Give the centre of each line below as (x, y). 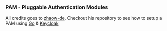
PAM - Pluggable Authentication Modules (57, 7)
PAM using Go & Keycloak (32, 23)
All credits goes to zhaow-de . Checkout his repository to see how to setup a (84, 18)
